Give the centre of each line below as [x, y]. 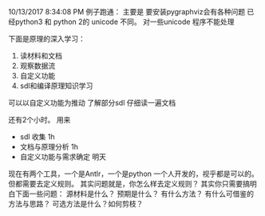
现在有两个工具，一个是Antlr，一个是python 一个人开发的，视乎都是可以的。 [134, 174]
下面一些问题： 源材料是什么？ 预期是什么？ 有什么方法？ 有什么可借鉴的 [134, 194]
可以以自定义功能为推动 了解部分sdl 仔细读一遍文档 [92, 103]
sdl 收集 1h [37, 137]
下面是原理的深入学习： [47, 39]
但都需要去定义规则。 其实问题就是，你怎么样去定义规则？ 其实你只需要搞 [129, 184]
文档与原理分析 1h [49, 147]
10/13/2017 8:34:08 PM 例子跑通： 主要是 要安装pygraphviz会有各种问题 [127, 12]
